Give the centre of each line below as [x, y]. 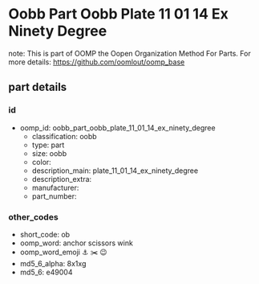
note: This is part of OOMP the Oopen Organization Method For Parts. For [129, 53]
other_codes [33, 216]
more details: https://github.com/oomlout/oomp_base [97, 62]
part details [38, 87]
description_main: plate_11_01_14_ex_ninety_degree [115, 171]
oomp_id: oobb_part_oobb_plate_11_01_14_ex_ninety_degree [117, 128]
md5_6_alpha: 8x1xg [53, 263]
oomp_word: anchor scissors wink [77, 243]
